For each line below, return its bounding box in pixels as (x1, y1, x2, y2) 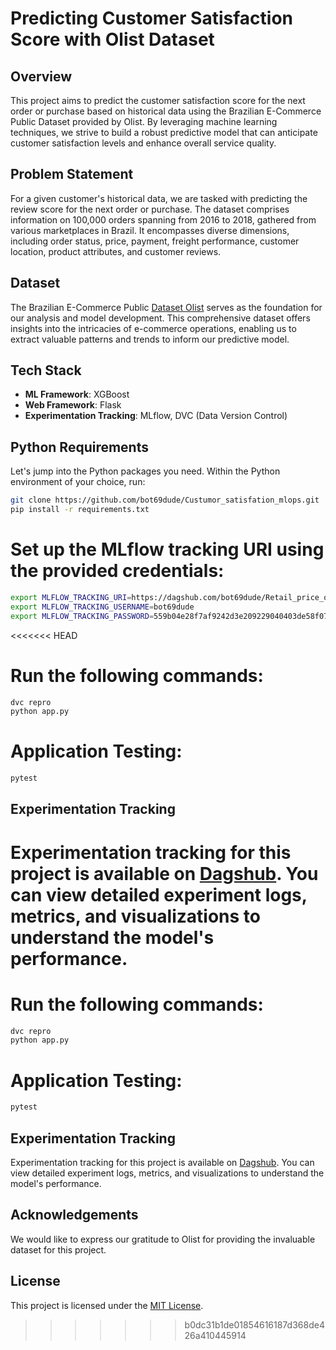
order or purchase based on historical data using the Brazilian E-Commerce (10, 105, 322, 117)
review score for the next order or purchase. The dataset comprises (10, 203, 290, 215)
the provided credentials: (10, 560, 225, 582)
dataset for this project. (10, 1243, 107, 1256)
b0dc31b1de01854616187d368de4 (184, 1318, 325, 1331)
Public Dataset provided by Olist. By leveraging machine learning (10, 116, 278, 127)
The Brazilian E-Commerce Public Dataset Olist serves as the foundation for (10, 301, 323, 313)
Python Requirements (10, 438, 149, 456)
